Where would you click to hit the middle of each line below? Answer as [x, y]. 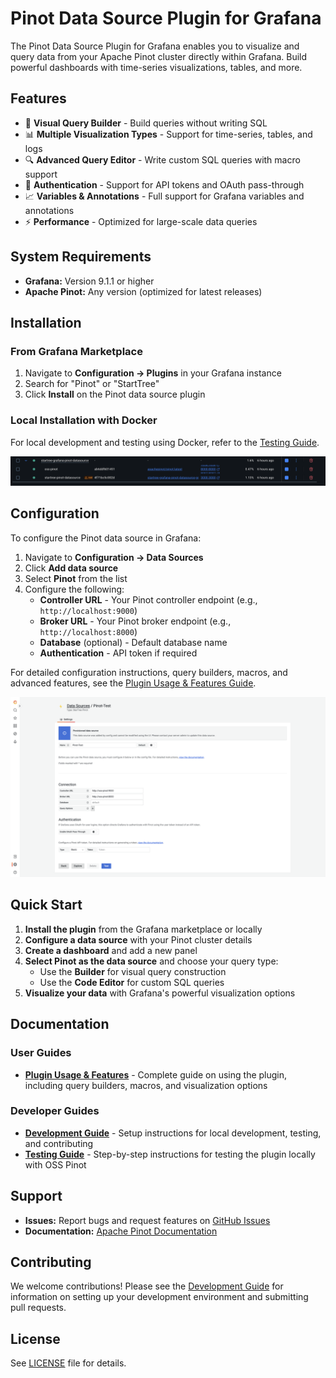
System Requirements [81, 257]
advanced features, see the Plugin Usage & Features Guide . [133, 683]
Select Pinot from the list [76, 578]
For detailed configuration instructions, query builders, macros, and [149, 672]
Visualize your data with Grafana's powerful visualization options [160, 993]
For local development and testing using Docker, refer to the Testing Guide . [165, 442]
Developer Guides [55, 1111]
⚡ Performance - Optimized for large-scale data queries [141, 221]
